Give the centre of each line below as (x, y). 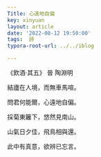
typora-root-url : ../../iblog (51, 46)
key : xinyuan (26, 20)
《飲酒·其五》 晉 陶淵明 (40, 73)
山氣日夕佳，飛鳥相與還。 (44, 132)
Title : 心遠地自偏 (31, 14)
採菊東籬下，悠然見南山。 (44, 117)
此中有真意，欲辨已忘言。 (44, 146)
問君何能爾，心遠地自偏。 (44, 102)
